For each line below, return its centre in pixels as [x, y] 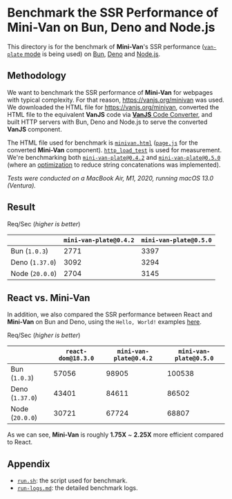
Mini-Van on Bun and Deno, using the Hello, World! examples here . [105, 322]
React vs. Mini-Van [49, 298]
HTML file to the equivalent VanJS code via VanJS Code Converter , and [110, 114]
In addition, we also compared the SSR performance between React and [110, 315]
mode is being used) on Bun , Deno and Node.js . [92, 54]
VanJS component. [35, 129]
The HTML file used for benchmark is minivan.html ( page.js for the [103, 143]
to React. [20, 442]
